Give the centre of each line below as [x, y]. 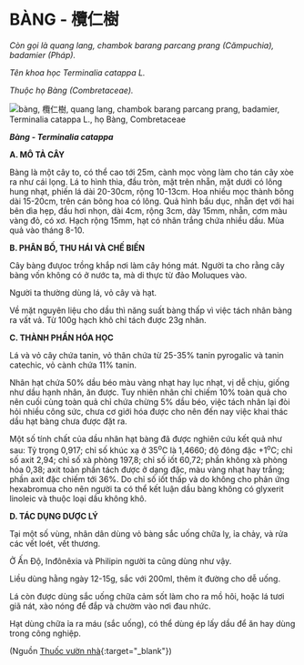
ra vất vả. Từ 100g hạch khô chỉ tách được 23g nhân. [108, 319]
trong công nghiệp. [46, 633]
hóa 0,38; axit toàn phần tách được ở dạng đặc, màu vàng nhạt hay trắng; [147, 469]
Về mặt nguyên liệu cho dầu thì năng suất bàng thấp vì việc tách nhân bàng [151, 310]
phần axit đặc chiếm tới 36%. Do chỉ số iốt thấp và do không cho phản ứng [149, 479]
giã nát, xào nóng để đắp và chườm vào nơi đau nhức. [110, 606]
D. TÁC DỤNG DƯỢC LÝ [54, 516]
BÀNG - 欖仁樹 [65, 20]
